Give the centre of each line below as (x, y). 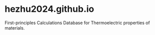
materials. (15, 28)
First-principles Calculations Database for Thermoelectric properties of (77, 23)
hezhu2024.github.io (49, 9)
